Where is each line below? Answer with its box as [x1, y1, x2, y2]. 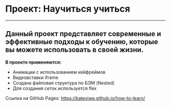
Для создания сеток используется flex [12, 85, 97, 91]
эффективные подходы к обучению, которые [5, 38, 159, 46]
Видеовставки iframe [12, 74, 59, 81]
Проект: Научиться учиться [5, 3, 130, 15]
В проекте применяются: [5, 59, 62, 65]
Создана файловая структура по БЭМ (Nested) [12, 79, 115, 86]
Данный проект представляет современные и [5, 30, 161, 38]
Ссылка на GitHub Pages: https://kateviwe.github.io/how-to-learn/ [5, 95, 146, 101]
